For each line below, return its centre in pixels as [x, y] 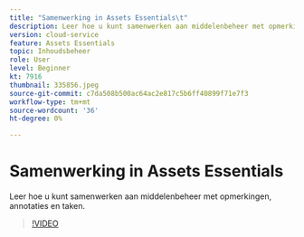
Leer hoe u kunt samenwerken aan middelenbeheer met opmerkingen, [141, 196]
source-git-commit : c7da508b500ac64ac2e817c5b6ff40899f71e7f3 [129, 93]
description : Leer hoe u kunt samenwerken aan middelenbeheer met [137, 26]
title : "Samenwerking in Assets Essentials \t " [99, 18]
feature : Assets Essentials [62, 43]
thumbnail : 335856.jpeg [54, 85]
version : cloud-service [54, 34]
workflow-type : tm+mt [50, 102]
